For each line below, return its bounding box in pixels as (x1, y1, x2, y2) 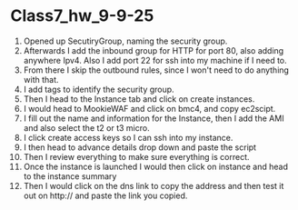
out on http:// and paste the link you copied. (23, 190, 188, 201)
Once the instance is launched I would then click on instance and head (23, 161, 289, 172)
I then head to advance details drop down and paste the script (23, 142, 257, 153)
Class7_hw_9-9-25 (10, 5, 154, 26)
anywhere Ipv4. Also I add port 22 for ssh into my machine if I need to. (23, 55, 287, 65)
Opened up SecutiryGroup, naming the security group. (23, 35, 228, 46)
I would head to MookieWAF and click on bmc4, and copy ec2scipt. (23, 103, 276, 114)
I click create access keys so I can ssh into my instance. (23, 132, 233, 143)
